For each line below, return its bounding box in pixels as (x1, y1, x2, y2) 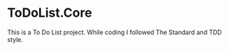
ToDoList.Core (7, 5, 92, 21)
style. (7, 35, 23, 43)
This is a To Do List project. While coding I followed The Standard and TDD (7, 28, 222, 36)
